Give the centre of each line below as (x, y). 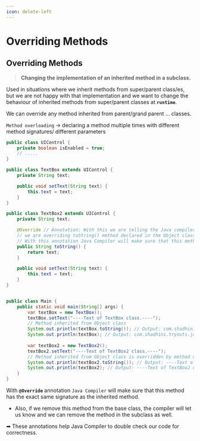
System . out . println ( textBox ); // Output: (80, 335)
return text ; (44, 252)
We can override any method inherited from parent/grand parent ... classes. (99, 114)
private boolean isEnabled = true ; (61, 148)
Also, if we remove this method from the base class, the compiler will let (103, 408)
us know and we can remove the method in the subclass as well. (94, 415)
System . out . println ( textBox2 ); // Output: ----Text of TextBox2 (109, 368)
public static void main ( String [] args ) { (70, 307)
